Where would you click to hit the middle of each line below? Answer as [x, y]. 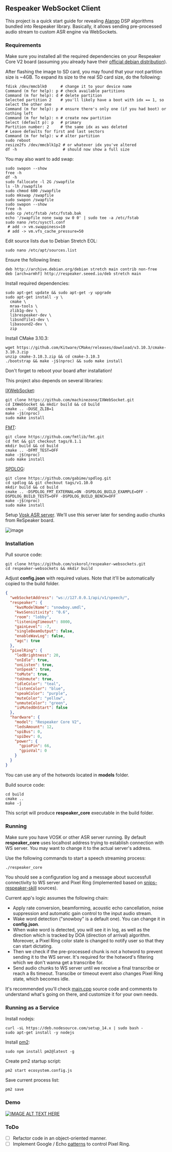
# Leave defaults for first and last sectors [55, 132]
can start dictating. [33, 946]
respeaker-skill [21, 888]
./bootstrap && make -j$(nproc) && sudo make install [64, 361]
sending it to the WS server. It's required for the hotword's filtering [83, 957]
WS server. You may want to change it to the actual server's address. [78, 848]
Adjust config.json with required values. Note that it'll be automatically [80, 578]
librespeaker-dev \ [31, 315]
